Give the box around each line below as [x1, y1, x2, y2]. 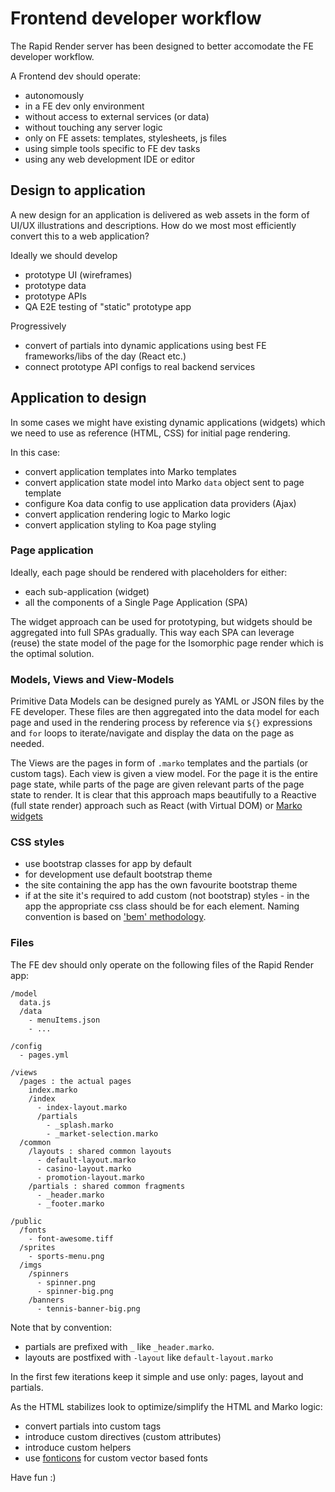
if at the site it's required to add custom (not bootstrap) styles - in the [24, 890, 310, 902]
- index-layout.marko [36, 1102, 128, 1112]
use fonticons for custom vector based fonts [24, 1452, 208, 1464]
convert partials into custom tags [24, 1420, 162, 1432]
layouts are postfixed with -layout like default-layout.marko [24, 1351, 274, 1363]
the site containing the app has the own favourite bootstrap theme [24, 879, 298, 891]
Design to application [10, 182, 146, 199]
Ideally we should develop [10, 249, 118, 261]
